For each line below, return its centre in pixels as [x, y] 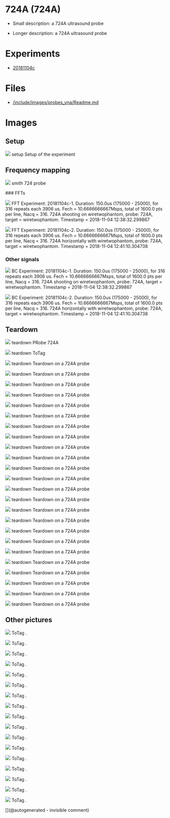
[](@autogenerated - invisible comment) [47, 810]
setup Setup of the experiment [43, 154]
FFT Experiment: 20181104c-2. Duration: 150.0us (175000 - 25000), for [86, 230]
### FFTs [15, 193]
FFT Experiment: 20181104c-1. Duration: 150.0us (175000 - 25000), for [85, 203]
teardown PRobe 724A [35, 342]
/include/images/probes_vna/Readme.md [56, 102]
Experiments [33, 54]
